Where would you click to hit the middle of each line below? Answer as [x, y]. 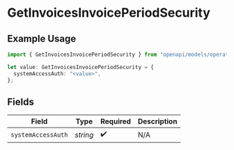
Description [157, 121]
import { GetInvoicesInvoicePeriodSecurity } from [82, 54]
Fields [21, 102]
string [84, 135]
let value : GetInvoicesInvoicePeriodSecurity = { [81, 67]
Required [115, 121]
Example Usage [42, 39]
